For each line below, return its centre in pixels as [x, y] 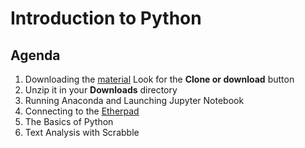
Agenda [35, 55]
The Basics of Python [69, 121]
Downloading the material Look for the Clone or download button [159, 79]
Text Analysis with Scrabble [82, 132]
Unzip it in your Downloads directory [101, 90]
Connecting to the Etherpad [82, 111]
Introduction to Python [106, 18]
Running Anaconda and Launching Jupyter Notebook [134, 100]
